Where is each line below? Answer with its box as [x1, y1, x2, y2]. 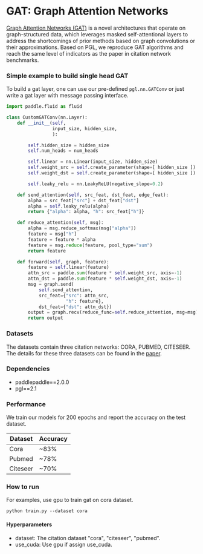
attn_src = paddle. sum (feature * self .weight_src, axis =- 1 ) [28, 270, 182, 276]
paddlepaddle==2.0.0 [14, 378, 69, 386]
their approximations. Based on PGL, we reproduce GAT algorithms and [6, 44, 184, 51]
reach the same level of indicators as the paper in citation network [6, 50, 171, 57]
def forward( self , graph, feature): [17, 259, 110, 265]
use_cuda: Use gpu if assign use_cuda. [14, 541, 113, 548]
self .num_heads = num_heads [28, 148, 98, 154]
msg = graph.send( [28, 282, 74, 288]
